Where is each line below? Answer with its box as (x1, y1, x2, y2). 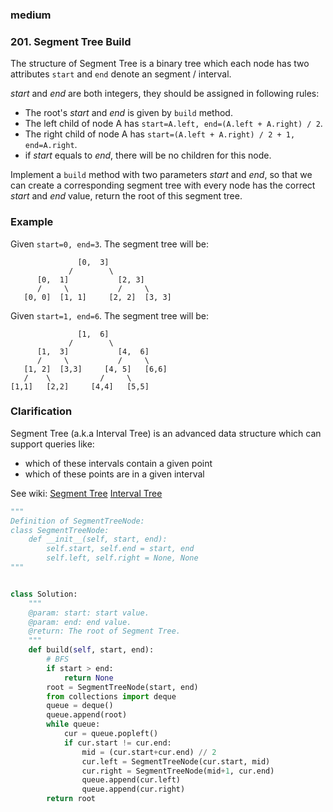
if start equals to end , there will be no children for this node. (24, 149, 272, 162)
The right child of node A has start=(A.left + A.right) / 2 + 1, (24, 128, 296, 140)
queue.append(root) (46, 710, 128, 720)
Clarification (10, 404, 73, 418)
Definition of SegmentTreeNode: (10, 516, 145, 526)
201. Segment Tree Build (10, 34, 132, 48)
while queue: (46, 719, 101, 730)
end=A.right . (24, 139, 78, 151)
